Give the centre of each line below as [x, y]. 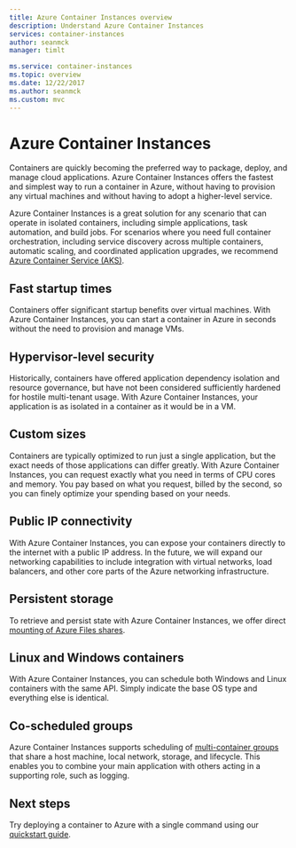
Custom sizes [48, 435]
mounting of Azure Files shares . [67, 630]
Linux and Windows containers [97, 658]
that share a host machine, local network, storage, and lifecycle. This [135, 757]
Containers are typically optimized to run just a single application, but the [143, 456]
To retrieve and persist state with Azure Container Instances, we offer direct [148, 620]
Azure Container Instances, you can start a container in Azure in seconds [143, 320]
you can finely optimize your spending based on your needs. [120, 493]
